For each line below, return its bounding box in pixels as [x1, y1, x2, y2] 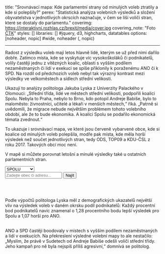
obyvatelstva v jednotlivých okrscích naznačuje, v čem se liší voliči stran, [5, 15, 153, 20]
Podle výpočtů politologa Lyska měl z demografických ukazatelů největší [5, 198, 152, 203]
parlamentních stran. [5, 157, 47, 162]
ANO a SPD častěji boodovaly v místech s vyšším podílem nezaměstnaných [5, 228, 158, 233]
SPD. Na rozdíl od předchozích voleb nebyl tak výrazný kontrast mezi [5, 71, 145, 76]
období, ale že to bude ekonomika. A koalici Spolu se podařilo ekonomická [5, 112, 156, 117]
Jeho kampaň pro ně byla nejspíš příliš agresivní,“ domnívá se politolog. [5, 243, 151, 249]
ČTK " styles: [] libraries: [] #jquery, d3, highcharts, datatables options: [5, 30, 147, 36]
